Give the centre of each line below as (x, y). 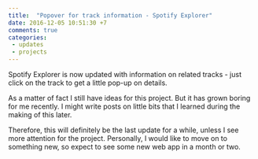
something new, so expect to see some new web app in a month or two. (125, 147)
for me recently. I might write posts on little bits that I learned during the (124, 106)
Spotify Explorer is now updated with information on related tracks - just (125, 74)
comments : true (33, 30)
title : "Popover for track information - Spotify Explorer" (111, 15)
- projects (29, 52)
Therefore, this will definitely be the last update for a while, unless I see (123, 130)
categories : (28, 37)
